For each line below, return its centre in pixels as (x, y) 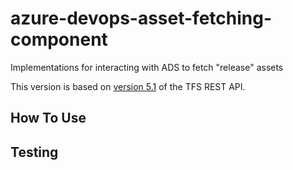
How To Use (48, 118)
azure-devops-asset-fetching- (141, 18)
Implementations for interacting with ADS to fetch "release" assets (147, 67)
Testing (34, 152)
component (59, 39)
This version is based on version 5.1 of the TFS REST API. (128, 86)
